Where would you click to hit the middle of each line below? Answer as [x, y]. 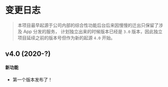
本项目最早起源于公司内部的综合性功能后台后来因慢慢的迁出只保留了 [88, 25]
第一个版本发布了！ [32, 79]
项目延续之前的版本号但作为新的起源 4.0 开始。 [66, 38]
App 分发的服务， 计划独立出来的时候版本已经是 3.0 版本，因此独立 [93, 31]
